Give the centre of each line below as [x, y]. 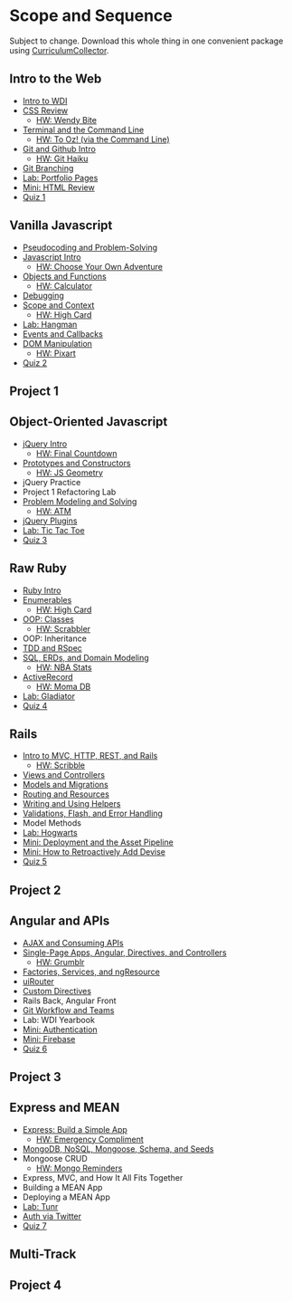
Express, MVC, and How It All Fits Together [103, 1177]
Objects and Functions [64, 276]
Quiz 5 [35, 862]
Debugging [43, 295]
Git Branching [48, 168]
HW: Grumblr [60, 962]
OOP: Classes [48, 619]
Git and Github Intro [59, 148]
